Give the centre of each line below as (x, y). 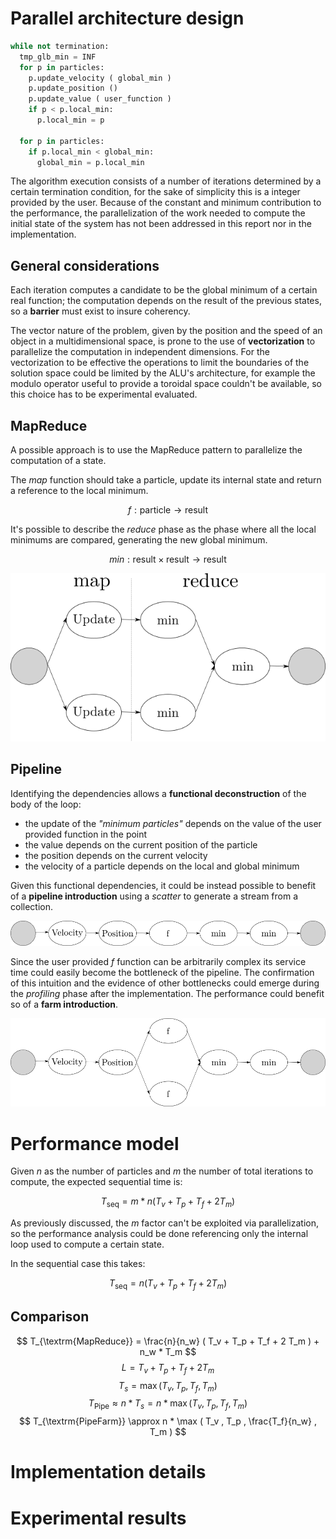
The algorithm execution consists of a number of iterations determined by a (166, 181)
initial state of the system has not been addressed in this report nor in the (161, 224)
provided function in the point (86, 834)
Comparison (50, 1317)
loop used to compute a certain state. (87, 1244)
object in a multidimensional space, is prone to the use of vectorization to (163, 341)
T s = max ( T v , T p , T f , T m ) (168, 1386)
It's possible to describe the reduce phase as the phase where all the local (163, 529)
